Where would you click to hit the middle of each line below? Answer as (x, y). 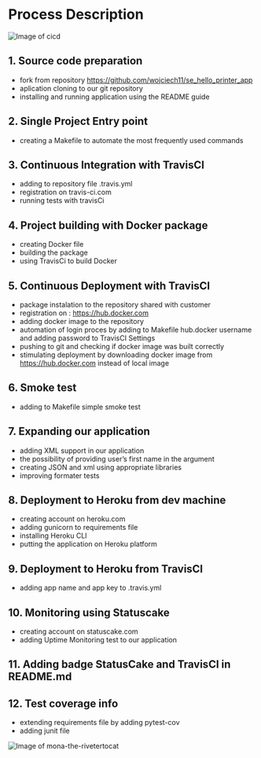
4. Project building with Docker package (108, 225)
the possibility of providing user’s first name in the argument (117, 458)
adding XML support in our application (82, 451)
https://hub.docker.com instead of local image (94, 363)
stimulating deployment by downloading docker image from (116, 355)
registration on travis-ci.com (65, 192)
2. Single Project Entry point (78, 121)
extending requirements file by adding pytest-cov (99, 723)
